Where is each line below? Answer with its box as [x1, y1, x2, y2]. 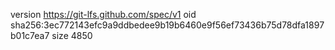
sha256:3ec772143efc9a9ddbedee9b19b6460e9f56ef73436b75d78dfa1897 [10, 19, 325, 31]
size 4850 [51, 30, 93, 41]
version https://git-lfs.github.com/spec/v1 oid [10, 9, 197, 20]
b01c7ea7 [10, 30, 50, 41]
